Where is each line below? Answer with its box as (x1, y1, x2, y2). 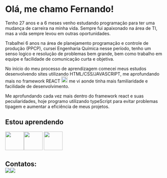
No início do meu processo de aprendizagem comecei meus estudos (5, 66, 147, 72)
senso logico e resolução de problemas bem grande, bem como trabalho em (5, 51, 163, 57)
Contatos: (5, 160, 37, 169)
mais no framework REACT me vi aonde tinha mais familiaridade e (5, 78, 148, 84)
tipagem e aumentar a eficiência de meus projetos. (5, 103, 110, 109)
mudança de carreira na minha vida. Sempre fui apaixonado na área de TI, (5, 25, 158, 31)
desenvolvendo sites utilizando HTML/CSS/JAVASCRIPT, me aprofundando (5, 71, 160, 77)
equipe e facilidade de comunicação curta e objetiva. (5, 56, 115, 62)
